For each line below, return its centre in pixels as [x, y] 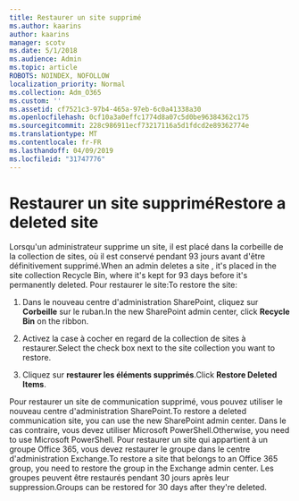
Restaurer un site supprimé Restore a [148, 203]
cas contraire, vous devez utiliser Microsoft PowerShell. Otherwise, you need [149, 430]
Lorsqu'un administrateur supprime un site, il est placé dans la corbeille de [146, 247]
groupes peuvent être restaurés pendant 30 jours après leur [120, 478]
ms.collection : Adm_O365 [55, 92]
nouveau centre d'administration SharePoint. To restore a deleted [128, 412]
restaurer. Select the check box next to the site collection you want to [148, 348]
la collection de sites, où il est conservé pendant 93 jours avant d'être [137, 257]
